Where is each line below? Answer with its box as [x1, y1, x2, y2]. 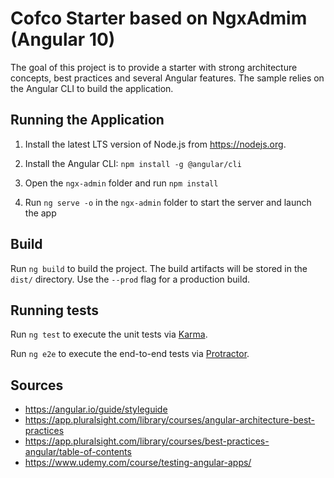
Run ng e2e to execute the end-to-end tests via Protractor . [10, 348, 250, 360]
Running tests [10, 302, 100, 319]
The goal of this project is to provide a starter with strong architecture [10, 61, 298, 73]
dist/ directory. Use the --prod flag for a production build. [10, 273, 250, 285]
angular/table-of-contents [24, 446, 132, 458]
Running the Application [10, 112, 165, 129]
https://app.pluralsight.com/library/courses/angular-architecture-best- [24, 414, 316, 426]
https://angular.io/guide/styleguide [24, 403, 168, 416]
